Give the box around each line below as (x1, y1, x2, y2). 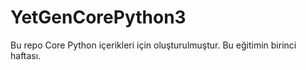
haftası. (10, 49, 42, 61)
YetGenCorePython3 (10, 6, 187, 29)
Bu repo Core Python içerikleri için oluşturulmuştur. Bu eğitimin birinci (10, 39, 297, 51)
